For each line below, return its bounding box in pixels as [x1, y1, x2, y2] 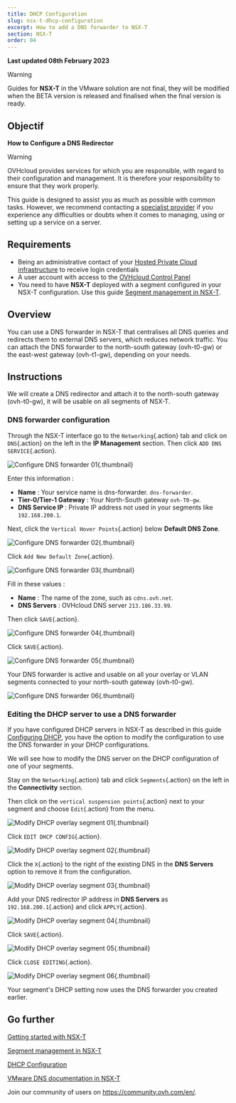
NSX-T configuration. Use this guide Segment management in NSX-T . [17, 288, 222, 296]
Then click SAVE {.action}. [7, 614, 80, 623]
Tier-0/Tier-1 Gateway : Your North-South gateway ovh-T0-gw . [17, 495, 201, 504]
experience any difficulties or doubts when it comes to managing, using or [7, 210, 225, 219]
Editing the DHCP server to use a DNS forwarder [7, 709, 176, 719]
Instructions [7, 371, 63, 383]
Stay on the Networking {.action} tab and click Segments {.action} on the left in [7, 775, 230, 784]
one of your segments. [7, 762, 74, 770]
